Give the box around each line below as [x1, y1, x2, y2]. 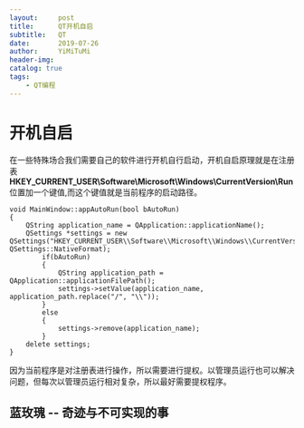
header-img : [9, 55, 54, 64]
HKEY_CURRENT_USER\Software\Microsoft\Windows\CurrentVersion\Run [9, 176, 294, 187]
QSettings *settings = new [25, 229, 128, 238]
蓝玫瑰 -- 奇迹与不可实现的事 [9, 404, 169, 420]
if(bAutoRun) [42, 252, 91, 261]
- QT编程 [25, 81, 56, 90]
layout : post [9, 13, 75, 23]
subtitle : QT [9, 30, 67, 39]
